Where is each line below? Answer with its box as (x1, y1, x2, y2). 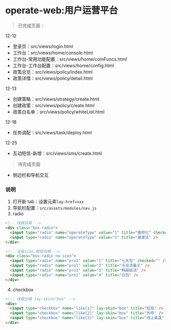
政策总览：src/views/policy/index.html (12, 68, 93, 75)
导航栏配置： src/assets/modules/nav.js (12, 205, 97, 211)
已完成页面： (17, 22, 45, 29)
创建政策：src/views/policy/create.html (12, 102, 95, 108)
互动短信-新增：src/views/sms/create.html (12, 150, 102, 156)
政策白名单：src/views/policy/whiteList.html (12, 108, 105, 115)
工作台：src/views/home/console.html (12, 50, 93, 56)
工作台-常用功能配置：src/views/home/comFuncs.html (12, 56, 127, 62)
